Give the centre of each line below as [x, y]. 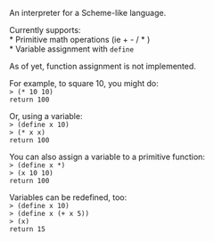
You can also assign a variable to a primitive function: [107, 157]
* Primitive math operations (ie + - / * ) [80, 40]
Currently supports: [45, 30]
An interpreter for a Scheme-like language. [88, 13]
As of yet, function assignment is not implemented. [103, 66]
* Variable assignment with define [72, 49]
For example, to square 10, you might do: [84, 83]
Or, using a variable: [46, 116]
